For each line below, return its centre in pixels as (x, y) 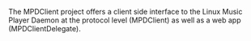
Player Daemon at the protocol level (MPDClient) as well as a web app (125, 20)
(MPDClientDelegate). (45, 29)
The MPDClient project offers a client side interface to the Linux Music (125, 12)
